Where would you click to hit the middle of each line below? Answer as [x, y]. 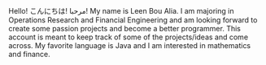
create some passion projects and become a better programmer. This [125, 28]
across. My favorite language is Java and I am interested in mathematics [130, 45]
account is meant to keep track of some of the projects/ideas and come [129, 37]
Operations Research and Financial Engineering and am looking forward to [133, 20]
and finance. [29, 54]
